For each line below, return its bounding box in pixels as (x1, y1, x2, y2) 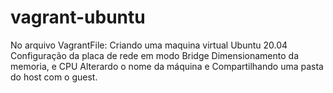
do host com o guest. (10, 71, 98, 83)
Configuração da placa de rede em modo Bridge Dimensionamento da (10, 49, 300, 61)
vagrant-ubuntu (10, 6, 146, 29)
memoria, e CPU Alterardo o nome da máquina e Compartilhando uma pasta (10, 60, 324, 72)
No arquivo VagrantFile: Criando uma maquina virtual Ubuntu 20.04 (10, 39, 288, 51)
